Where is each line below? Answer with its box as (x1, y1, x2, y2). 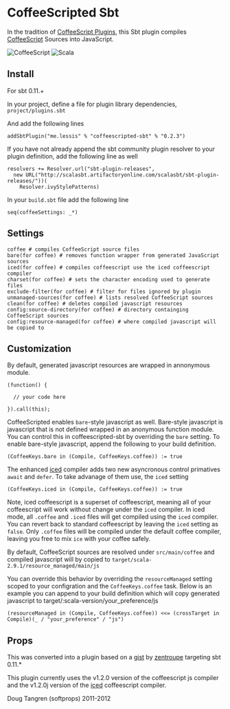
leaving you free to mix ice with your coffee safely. (7, 535, 151, 543)
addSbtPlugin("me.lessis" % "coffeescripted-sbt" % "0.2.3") (7, 132, 186, 139)
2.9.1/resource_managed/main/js (7, 563, 100, 570)
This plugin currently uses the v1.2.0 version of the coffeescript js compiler (7, 674, 219, 682)
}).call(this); (7, 406, 51, 413)
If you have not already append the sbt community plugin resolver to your (7, 145, 215, 153)
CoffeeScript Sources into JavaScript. (7, 34, 115, 43)
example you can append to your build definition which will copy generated (7, 589, 220, 597)
